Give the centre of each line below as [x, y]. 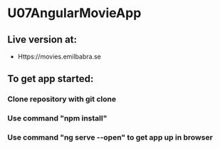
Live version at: [42, 40]
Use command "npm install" [57, 118]
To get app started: [51, 79]
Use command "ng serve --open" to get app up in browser [110, 138]
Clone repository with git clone [62, 99]
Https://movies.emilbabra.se [59, 56]
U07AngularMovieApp [74, 13]
